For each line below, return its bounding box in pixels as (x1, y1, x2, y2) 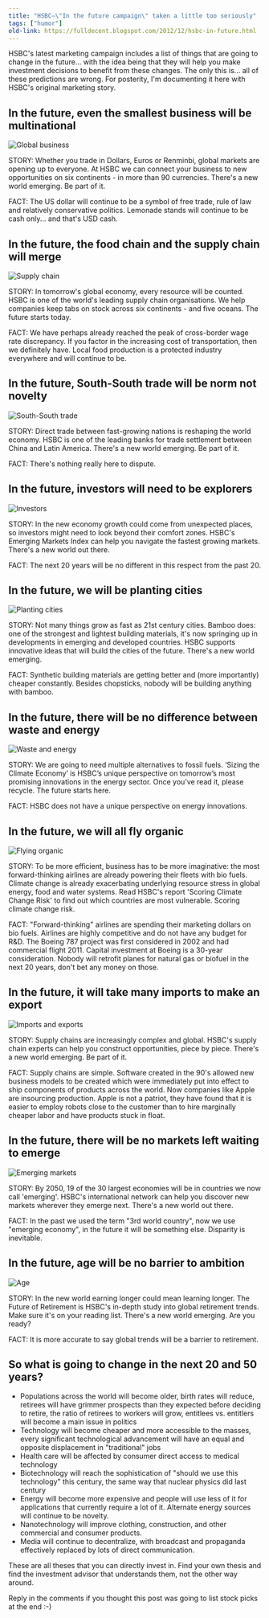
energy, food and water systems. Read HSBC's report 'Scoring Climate (8, 887, 243, 897)
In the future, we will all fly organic (8, 825, 185, 838)
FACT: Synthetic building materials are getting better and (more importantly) (8, 670, 259, 680)
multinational (8, 118, 76, 133)
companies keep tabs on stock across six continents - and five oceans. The (8, 304, 259, 313)
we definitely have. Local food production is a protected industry (8, 345, 222, 354)
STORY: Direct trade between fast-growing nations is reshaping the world (8, 426, 251, 436)
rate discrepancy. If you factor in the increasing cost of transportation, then (8, 337, 258, 346)
